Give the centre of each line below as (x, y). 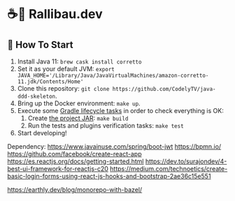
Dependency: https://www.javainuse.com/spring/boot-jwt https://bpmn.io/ (114, 147)
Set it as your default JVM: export (66, 69)
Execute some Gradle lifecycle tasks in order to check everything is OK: (120, 111)
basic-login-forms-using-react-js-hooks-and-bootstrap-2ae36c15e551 (109, 176)
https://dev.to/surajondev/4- (186, 161)
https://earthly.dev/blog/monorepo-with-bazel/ (75, 189)
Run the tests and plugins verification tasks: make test (106, 126)
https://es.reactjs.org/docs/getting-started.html (76, 161)
